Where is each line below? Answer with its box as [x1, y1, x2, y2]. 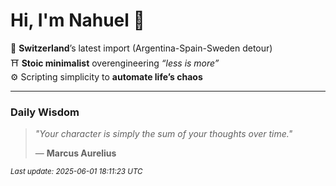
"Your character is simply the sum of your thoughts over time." [34, 128, 293, 140]
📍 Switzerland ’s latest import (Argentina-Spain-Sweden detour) [10, 42, 273, 54]
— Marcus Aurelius [34, 147, 117, 159]
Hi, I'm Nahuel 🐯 [10, 9, 145, 32]
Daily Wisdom [10, 105, 80, 119]
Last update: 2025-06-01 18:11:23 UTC [10, 167, 143, 177]
